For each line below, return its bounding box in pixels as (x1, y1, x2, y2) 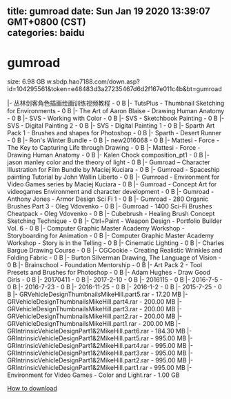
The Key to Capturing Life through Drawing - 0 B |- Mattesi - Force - (7, 144, 201, 152)
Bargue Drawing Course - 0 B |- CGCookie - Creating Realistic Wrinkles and (7, 246, 223, 255)
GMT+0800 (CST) (7, 17, 86, 28)
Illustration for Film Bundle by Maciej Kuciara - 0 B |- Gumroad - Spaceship (7, 166, 220, 174)
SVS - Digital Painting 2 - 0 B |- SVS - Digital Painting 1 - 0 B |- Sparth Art (7, 121, 215, 130)
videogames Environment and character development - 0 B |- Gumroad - (7, 188, 214, 196)
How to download (7, 385, 57, 393)
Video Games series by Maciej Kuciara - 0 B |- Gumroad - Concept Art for (7, 180, 217, 188)
